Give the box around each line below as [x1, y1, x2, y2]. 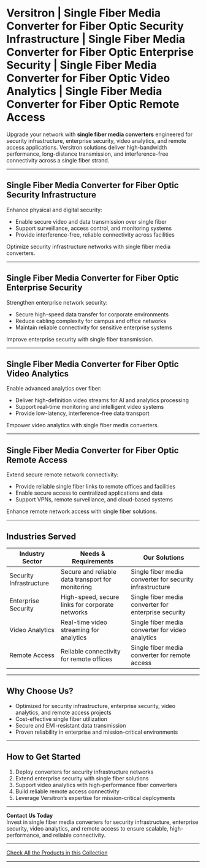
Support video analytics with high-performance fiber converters [15, 781, 178, 788]
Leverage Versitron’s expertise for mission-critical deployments [15, 794, 176, 801]
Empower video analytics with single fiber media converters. [6, 422, 159, 429]
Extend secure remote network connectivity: [6, 471, 119, 478]
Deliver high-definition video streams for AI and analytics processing [15, 397, 189, 404]
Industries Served [6, 531, 77, 542]
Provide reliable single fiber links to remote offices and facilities [15, 483, 176, 490]
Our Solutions [143, 554, 185, 562]
